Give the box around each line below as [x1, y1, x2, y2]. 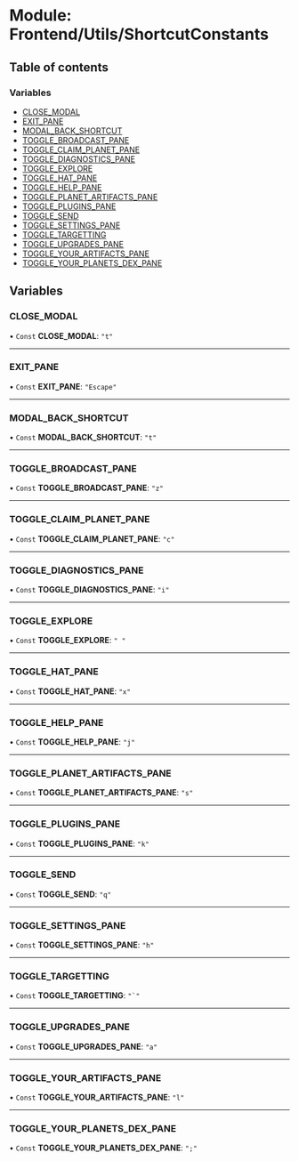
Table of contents [9, 60, 109, 75]
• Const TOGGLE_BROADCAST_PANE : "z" [9, 482, 164, 494]
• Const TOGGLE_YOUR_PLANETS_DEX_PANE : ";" [9, 1142, 198, 1153]
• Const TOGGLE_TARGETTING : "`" [9, 990, 141, 1001]
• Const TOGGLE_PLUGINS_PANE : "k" [9, 838, 149, 849]
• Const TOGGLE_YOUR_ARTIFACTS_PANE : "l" [9, 1092, 185, 1103]
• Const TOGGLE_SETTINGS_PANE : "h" [9, 939, 155, 950]
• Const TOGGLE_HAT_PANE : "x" [9, 686, 132, 697]
